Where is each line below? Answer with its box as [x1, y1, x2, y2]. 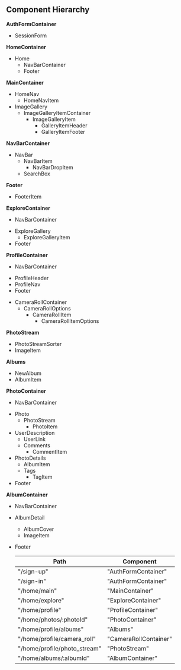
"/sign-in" [17, 577, 46, 585]
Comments [23, 441, 51, 449]
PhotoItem [32, 423, 58, 430]
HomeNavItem [23, 97, 59, 104]
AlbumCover [23, 525, 54, 533]
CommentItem [32, 448, 67, 455]
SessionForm [14, 32, 47, 39]
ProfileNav [14, 281, 41, 288]
